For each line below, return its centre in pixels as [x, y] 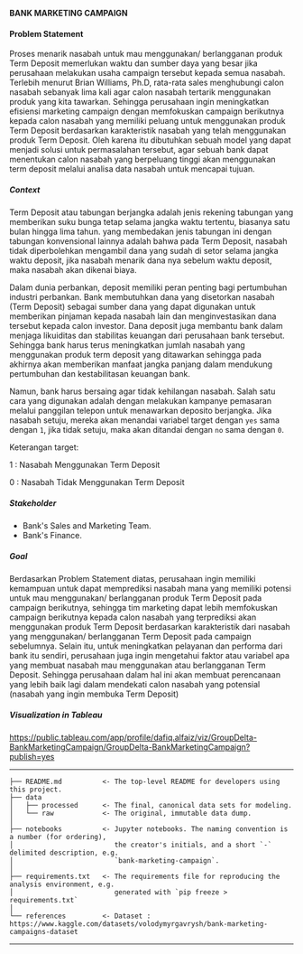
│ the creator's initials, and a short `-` [141, 845]
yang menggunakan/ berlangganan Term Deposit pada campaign [131, 637]
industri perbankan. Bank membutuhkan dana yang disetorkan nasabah [142, 297]
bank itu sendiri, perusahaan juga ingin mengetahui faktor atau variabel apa [150, 656]
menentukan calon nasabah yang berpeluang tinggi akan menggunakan [143, 159]
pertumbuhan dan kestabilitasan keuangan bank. [100, 374]
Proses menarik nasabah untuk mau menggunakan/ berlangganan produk [146, 54]
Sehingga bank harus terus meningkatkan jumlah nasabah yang [127, 345]
